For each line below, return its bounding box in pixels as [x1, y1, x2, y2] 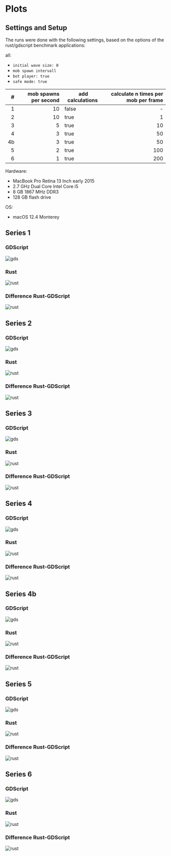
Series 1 [5, 229, 31, 237]
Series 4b [5, 590, 37, 598]
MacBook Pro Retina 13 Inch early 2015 [12, 178, 95, 184]
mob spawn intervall [12, 68, 56, 73]
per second [31, 97, 60, 103]
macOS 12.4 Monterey [12, 214, 60, 220]
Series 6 [5, 770, 32, 779]
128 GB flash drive [12, 194, 51, 200]
